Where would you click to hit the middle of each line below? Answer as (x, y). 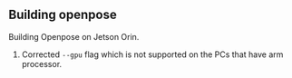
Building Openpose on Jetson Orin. (74, 36)
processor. (42, 63)
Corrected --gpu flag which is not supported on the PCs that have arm (152, 54)
